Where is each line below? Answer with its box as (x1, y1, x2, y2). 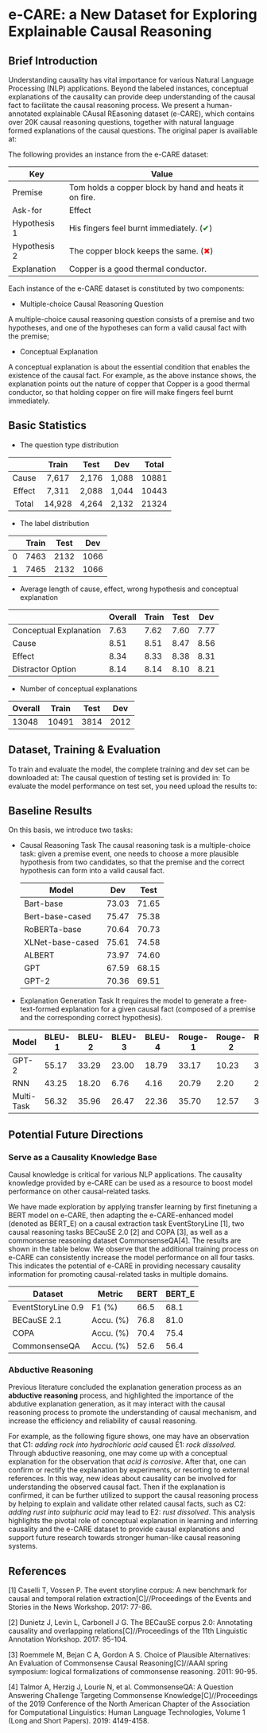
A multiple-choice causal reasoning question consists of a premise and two (8, 315, 255, 323)
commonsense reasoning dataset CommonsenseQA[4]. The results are (8, 1236, 242, 1245)
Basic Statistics (8, 419, 87, 432)
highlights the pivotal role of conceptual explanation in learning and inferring (8, 1516, 258, 1526)
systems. (8, 1542, 38, 1551)
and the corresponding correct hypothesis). (19, 1013, 163, 1023)
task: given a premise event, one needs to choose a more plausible (19, 849, 239, 859)
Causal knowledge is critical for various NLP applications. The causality (8, 1170, 242, 1179)
